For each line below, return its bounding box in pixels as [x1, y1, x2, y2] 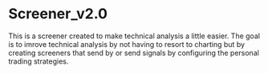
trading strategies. [8, 56, 69, 66]
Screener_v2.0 [8, 5, 108, 23]
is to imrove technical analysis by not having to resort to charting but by [8, 39, 246, 49]
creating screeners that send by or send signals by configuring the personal [8, 48, 259, 57]
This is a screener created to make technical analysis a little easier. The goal [8, 31, 261, 41]
